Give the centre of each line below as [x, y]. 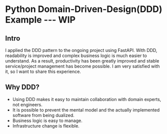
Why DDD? [22, 87]
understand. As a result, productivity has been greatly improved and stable [82, 61]
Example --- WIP [40, 20]
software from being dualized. [43, 115]
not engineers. [27, 104]
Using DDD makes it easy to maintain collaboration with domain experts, [87, 99]
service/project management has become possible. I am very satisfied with [82, 66]
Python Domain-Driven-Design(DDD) [84, 9]
